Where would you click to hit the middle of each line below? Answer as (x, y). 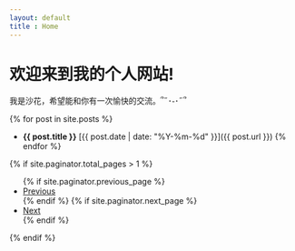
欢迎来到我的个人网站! (92, 74)
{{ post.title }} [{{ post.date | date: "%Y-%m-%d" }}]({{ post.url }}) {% (154, 136)
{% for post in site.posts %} (61, 119)
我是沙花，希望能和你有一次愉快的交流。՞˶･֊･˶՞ (98, 101)
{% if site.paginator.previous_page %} (93, 182)
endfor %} (42, 146)
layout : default (40, 18)
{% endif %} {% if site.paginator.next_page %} (110, 201)
